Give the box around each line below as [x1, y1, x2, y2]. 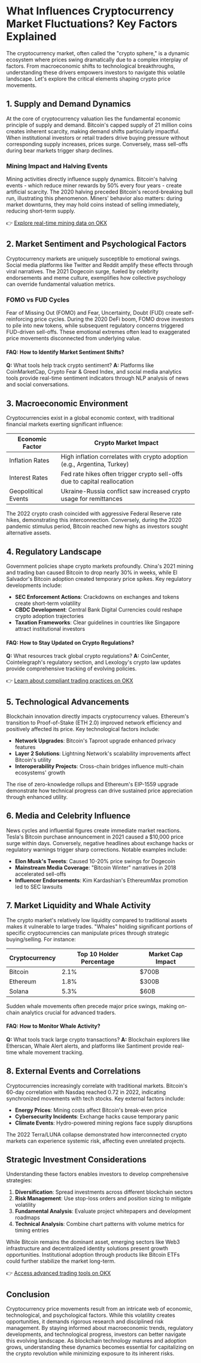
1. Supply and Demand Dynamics [6, 99, 132, 109]
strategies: [6, 1177, 33, 1184]
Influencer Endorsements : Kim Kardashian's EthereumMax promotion [14, 876, 188, 884]
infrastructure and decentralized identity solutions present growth [6, 1245, 169, 1252]
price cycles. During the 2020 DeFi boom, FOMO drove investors [34, 315, 194, 323]
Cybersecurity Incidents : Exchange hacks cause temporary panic [14, 1113, 179, 1120]
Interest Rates [9, 473, 48, 482]
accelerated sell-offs [14, 870, 66, 878]
